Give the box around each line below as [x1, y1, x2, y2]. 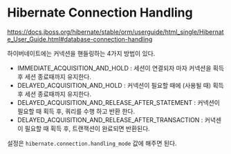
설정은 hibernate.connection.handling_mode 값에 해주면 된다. [7, 139, 177, 147]
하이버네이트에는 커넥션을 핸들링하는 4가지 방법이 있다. [7, 49, 156, 57]
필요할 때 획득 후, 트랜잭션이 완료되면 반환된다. [24, 124, 150, 133]
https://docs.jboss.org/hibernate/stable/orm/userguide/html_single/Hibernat [7, 28, 224, 36]
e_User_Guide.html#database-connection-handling [7, 35, 153, 43]
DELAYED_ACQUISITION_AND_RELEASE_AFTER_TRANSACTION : [17, 115, 203, 124]
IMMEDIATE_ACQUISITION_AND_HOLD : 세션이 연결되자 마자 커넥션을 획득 [17, 64, 225, 72]
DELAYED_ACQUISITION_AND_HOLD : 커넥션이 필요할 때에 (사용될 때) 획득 [17, 81, 224, 89]
